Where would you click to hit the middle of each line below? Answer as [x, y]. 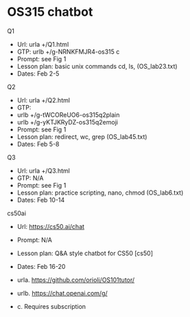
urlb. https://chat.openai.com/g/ [62, 293]
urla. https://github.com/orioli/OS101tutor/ [76, 280]
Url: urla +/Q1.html [43, 44]
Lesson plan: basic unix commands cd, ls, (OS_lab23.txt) [97, 66]
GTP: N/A [30, 178]
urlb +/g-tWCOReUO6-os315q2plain [68, 115]
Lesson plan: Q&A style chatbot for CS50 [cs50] [85, 253]
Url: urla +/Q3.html [43, 171]
